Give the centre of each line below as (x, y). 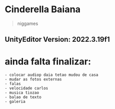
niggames (28, 23)
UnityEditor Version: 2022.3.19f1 (57, 39)
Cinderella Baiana (43, 9)
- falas (13, 84)
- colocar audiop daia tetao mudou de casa (52, 75)
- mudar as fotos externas (33, 79)
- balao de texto (23, 97)
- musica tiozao (22, 93)
